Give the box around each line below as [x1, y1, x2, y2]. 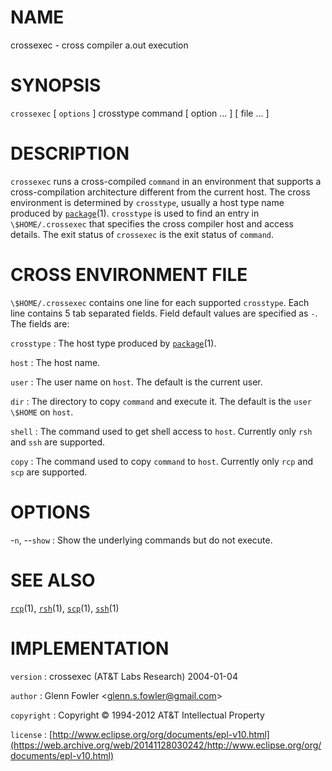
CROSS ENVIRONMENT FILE [10, 264, 248, 286]
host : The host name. [10, 356, 101, 368]
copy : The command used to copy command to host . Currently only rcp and [10, 455, 313, 467]
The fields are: [10, 317, 70, 330]
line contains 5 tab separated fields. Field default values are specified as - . [10, 307, 318, 319]
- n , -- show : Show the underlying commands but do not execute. [10, 534, 273, 546]
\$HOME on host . [10, 406, 74, 418]
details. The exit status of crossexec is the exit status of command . [10, 228, 275, 240]
